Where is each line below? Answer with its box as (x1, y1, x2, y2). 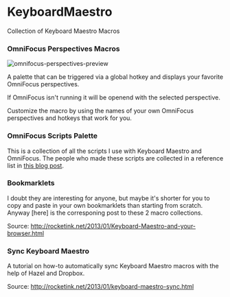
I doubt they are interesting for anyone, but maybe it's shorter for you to (7, 193, 211, 202)
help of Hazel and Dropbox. (7, 269, 85, 278)
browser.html (7, 229, 45, 237)
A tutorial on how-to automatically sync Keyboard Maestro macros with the (7, 262, 219, 270)
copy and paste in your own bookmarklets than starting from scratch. (7, 201, 203, 209)
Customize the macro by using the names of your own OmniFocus (7, 107, 194, 115)
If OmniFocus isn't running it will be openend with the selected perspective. (7, 93, 221, 102)
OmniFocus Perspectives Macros (7, 44, 120, 54)
